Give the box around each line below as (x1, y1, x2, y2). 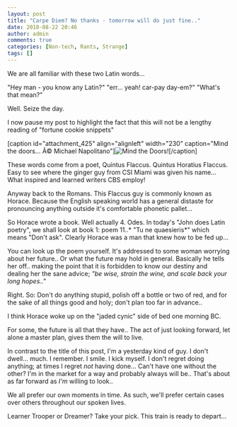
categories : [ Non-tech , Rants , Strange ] (7, 43, 129, 50)
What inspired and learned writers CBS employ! (7, 175, 146, 184)
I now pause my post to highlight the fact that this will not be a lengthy (7, 118, 212, 126)
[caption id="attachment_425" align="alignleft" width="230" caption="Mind (7, 139, 229, 147)
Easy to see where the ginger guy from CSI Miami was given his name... (7, 168, 217, 176)
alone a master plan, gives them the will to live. (7, 333, 144, 341)
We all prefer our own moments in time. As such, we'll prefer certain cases (7, 390, 225, 399)
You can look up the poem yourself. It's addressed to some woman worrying (7, 246, 230, 255)
